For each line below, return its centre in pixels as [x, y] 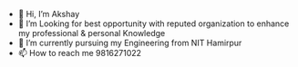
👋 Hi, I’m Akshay [49, 14]
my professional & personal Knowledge [92, 33]
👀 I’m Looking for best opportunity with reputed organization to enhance [154, 24]
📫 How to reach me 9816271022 [80, 53]
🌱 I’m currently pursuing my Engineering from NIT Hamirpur [130, 43]
